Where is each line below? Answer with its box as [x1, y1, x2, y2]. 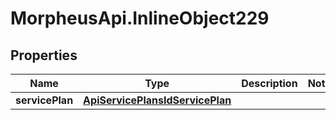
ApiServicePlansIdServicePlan [83, 93, 232, 107]
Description [241, 77, 298, 90]
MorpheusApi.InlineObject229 [10, 7, 270, 30]
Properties [10, 47, 78, 64]
